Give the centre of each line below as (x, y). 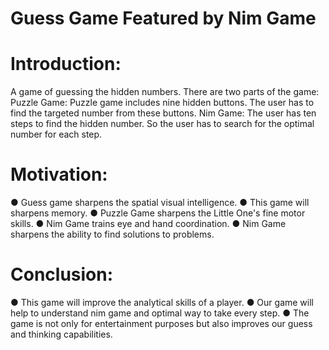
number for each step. (56, 134)
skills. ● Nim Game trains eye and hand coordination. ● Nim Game (148, 224)
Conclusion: (62, 274)
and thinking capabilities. (61, 334)
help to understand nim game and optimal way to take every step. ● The (160, 313)
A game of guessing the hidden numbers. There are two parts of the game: (165, 92)
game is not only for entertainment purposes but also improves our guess (161, 323)
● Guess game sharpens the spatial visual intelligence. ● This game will (160, 203)
